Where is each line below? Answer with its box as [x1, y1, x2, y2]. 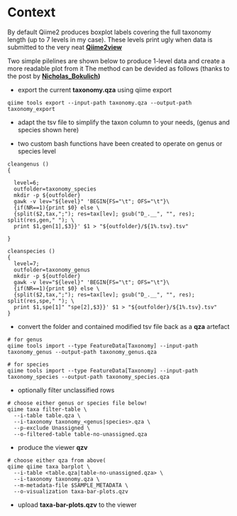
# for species [7, 360, 50, 368]
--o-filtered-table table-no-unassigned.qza [13, 431, 148, 438]
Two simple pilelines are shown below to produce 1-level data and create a [7, 56, 226, 65]
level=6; [13, 179, 40, 186]
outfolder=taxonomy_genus [13, 266, 91, 274]
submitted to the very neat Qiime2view [7, 43, 122, 51]
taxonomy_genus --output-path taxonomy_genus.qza [7, 348, 158, 355]
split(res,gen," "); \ [7, 216, 75, 224]
